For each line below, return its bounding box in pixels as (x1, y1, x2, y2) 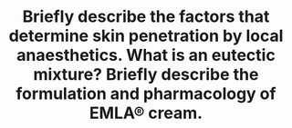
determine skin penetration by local (8, 25, 284, 46)
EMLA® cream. (89, 103, 203, 123)
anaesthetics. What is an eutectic (16, 45, 276, 65)
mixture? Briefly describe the (33, 64, 259, 85)
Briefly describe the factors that (22, 6, 270, 27)
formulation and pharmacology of (16, 84, 276, 104)
